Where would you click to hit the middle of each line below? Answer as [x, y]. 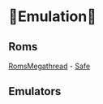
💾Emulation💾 [53, 17]
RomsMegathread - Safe [49, 66]
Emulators [35, 91]
